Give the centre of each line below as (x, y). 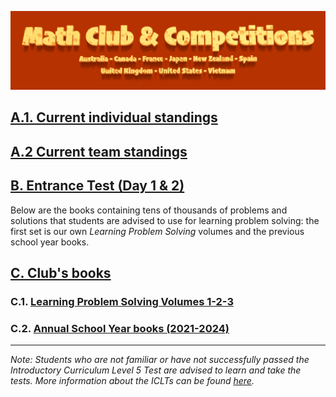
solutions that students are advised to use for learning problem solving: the (165, 220)
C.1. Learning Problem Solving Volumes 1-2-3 (122, 301)
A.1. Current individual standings (114, 117)
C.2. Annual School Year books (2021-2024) (120, 328)
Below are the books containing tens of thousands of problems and (149, 210)
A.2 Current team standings (99, 151)
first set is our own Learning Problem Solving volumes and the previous (157, 231)
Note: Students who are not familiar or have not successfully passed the (160, 360)
